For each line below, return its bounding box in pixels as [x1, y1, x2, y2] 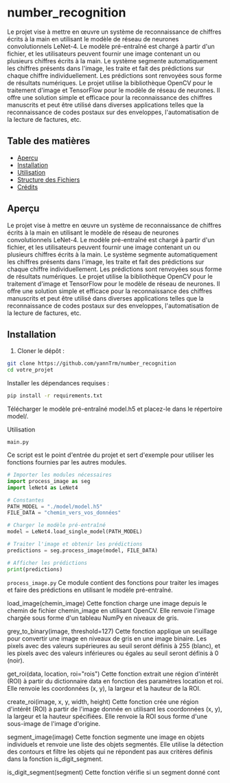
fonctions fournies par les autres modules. [7, 458, 127, 466]
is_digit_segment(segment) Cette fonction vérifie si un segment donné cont [7, 768, 220, 776]
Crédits [16, 182, 38, 191]
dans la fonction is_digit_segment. [7, 755, 103, 763]
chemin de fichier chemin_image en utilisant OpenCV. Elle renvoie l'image [7, 606, 215, 614]
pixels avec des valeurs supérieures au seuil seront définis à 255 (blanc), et [7, 641, 221, 650]
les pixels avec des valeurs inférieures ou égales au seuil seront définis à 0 [7, 649, 219, 657]
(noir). [7, 656, 25, 665]
